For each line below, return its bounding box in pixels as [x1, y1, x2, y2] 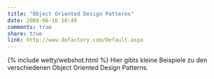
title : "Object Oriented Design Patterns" [7, 10, 134, 18]
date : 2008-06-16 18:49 [7, 17, 78, 24]
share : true [7, 30, 42, 37]
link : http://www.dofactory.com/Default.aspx [7, 37, 143, 44]
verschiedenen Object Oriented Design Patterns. [7, 63, 149, 72]
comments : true [7, 23, 52, 30]
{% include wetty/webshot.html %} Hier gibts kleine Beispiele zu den [7, 56, 208, 64]
